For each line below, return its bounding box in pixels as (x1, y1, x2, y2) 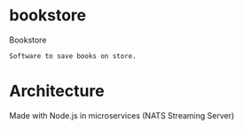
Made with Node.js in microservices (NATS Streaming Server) (9, 110, 235, 120)
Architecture (9, 81, 105, 102)
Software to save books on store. (9, 51, 137, 60)
